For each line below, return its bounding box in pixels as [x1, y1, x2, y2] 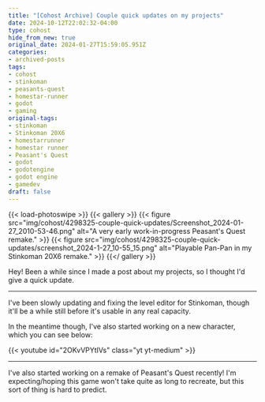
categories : [8, 48, 47, 56]
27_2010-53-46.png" [8, 226, 76, 235]
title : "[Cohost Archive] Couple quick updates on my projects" [8, 11, 224, 20]
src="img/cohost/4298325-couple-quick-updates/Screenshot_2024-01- [8, 218, 244, 227]
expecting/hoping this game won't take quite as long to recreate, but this [8, 376, 244, 385]
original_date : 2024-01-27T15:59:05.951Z [8, 41, 147, 49]
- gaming [8, 107, 37, 115]
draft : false [8, 187, 51, 196]
